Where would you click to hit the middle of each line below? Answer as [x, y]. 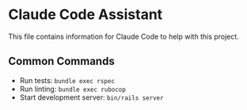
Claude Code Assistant [85, 15]
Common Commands [61, 61]
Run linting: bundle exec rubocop [73, 89]
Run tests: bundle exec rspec [67, 80]
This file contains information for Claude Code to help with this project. [123, 36]
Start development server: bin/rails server [91, 97]
